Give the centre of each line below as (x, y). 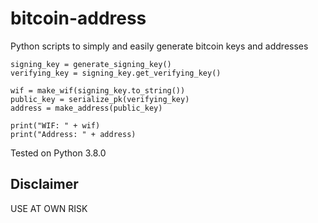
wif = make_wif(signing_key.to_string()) (98, 90)
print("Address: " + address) (73, 134)
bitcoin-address (78, 18)
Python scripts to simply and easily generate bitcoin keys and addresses (159, 46)
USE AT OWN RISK (49, 208)
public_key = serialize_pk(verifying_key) (100, 99)
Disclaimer (44, 184)
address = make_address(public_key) (86, 108)
